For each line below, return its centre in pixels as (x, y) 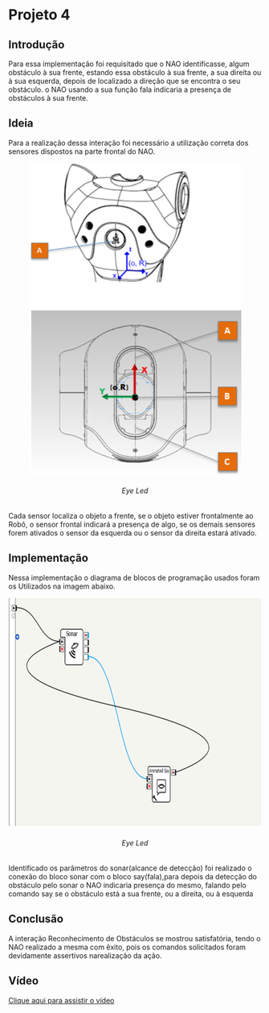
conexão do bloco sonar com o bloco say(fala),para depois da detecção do (132, 877)
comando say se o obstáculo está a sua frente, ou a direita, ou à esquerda (131, 894)
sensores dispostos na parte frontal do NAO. (82, 151)
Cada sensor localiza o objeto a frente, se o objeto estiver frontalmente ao (131, 516)
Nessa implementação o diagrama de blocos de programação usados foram (134, 577)
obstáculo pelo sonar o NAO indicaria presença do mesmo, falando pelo (128, 885)
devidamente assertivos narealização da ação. (85, 955)
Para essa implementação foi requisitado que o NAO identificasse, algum (129, 64)
